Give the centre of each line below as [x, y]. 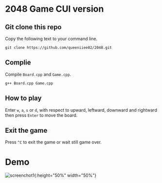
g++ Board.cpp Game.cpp [29, 83]
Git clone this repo [33, 27]
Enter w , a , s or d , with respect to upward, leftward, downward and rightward [81, 110]
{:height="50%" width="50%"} [65, 175]
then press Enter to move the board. [41, 115]
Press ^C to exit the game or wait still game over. [54, 142]
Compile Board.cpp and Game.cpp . [38, 74]
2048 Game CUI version [54, 9]
